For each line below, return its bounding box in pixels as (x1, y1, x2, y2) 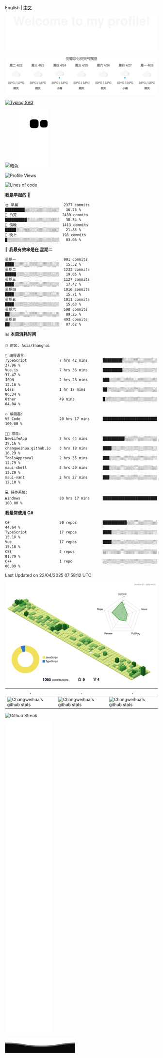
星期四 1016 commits (5, 287, 90, 292)
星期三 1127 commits (5, 277, 90, 282)
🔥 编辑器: (5, 412, 23, 417)
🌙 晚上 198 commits (5, 233, 86, 238)
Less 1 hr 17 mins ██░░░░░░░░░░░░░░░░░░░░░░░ (5, 387, 158, 392)
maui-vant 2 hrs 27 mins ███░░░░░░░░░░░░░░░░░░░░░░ (5, 475, 158, 480)
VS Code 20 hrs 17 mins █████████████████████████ (5, 417, 158, 421)
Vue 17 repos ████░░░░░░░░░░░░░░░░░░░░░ (5, 540, 158, 545)
